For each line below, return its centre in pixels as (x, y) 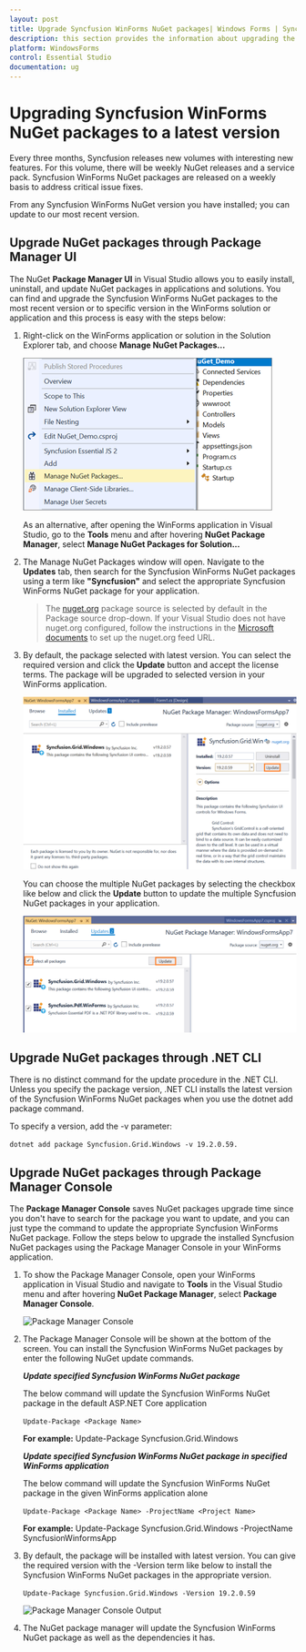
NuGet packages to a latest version (145, 133)
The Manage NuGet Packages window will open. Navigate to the (143, 562)
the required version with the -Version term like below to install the (147, 1566)
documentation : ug (44, 67)
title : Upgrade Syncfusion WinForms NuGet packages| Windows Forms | (144, 29)
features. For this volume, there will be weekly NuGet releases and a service (152, 167)
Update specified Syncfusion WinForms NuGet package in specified (155, 1456)
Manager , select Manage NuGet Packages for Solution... (131, 544)
